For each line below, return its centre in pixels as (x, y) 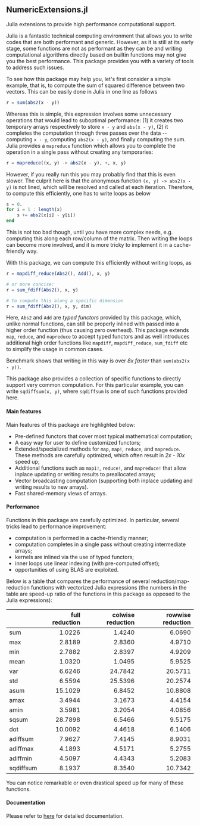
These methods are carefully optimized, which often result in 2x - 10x (100, 455)
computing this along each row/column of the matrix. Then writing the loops (99, 238)
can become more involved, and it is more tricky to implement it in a (89, 245)
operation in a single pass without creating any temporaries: (80, 152)
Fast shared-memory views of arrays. (61, 493)
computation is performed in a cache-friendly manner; (82, 538)
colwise (124, 615)
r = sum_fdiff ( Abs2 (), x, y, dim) (49, 306)
